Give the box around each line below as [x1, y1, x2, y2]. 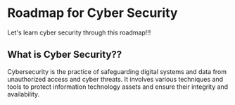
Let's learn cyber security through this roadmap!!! [7, 28, 151, 37]
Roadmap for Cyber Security [7, 5, 178, 21]
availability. [7, 89, 40, 98]
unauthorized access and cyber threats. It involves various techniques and [7, 75, 224, 83]
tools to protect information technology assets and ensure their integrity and [7, 82, 229, 91]
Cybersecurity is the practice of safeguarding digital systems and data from [7, 67, 227, 75]
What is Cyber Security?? [7, 49, 122, 61]
